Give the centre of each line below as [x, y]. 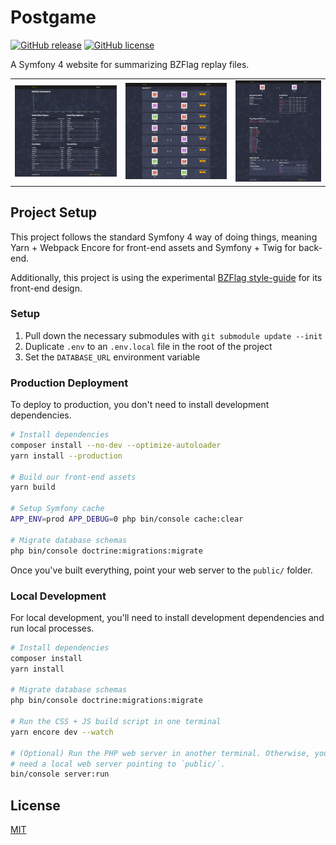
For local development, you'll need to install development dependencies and [167, 617]
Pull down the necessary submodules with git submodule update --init [173, 335]
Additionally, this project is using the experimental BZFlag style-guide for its [166, 277]
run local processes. [52, 628]
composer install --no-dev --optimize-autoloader [116, 445]
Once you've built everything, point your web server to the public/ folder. [161, 570]
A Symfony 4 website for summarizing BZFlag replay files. [130, 64]
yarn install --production [66, 456]
